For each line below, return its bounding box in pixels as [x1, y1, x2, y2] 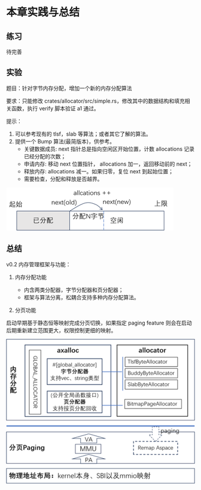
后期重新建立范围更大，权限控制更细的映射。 [6, 326, 117, 333]
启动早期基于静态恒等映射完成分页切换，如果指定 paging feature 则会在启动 [6, 319, 193, 326]
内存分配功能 [14, 273, 47, 281]
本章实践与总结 [6, 5, 80, 19]
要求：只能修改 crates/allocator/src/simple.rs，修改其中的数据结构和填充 [6, 97, 185, 104]
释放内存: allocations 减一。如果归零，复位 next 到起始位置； [23, 167, 174, 175]
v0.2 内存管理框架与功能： [6, 260, 71, 267]
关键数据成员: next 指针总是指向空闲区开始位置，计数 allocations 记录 [23, 145, 195, 152]
